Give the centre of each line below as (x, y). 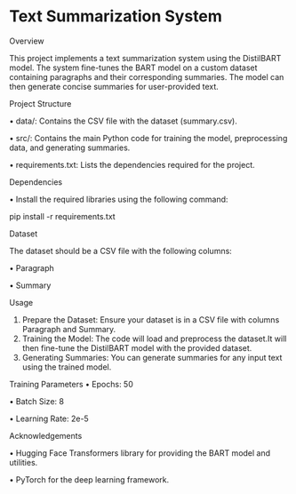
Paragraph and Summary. (69, 329)
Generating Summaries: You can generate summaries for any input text (152, 357)
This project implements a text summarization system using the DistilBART (145, 58)
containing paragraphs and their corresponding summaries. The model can (147, 76)
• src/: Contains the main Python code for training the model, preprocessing (148, 138)
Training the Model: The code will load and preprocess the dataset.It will (154, 339)
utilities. (24, 462)
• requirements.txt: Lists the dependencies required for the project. (132, 164)
